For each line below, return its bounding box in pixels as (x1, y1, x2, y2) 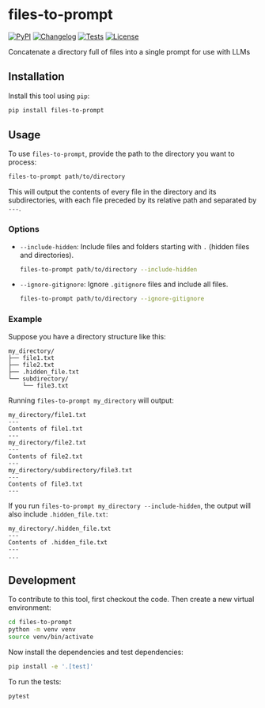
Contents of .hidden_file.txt (8, 538, 108, 547)
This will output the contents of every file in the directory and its (8, 187, 217, 197)
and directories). (19, 250, 74, 259)
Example (8, 314, 43, 325)
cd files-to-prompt (8, 619, 73, 627)
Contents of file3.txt (8, 480, 83, 488)
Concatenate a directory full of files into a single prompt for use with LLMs (8, 47, 251, 56)
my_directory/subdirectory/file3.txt (8, 466, 133, 474)
